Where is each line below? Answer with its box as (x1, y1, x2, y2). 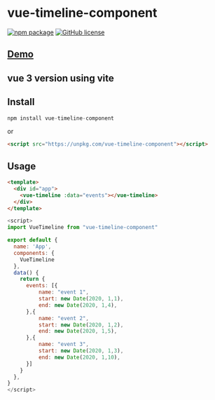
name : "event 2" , (38, 315, 90, 322)
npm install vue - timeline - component (7, 114, 114, 122)
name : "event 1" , (38, 289, 90, 296)
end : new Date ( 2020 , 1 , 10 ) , (38, 354, 120, 361)
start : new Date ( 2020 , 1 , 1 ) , (38, 296, 124, 303)
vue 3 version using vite (7, 72, 114, 84)
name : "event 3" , (38, 341, 90, 348)
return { (20, 275, 46, 283)
